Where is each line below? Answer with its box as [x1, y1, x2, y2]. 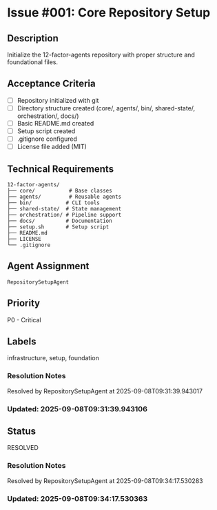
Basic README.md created [17, 119, 94, 127]
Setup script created [17, 127, 76, 135]
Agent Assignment [7, 260, 90, 272]
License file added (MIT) [17, 143, 87, 151]
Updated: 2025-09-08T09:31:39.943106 [7, 404, 148, 413]
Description [7, 32, 59, 44]
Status [7, 426, 37, 438]
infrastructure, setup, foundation [7, 354, 100, 362]
